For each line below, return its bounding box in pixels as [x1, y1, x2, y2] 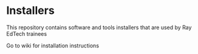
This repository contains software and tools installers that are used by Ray [6, 24, 192, 31]
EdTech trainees [6, 30, 47, 37]
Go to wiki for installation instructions [6, 42, 99, 49]
